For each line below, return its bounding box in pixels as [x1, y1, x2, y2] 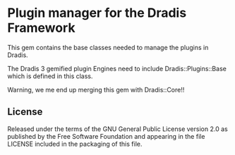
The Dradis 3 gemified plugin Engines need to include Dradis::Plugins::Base [7, 64, 227, 73]
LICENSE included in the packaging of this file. [7, 139, 143, 148]
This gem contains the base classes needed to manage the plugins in [7, 43, 209, 51]
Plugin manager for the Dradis [7, 5, 187, 21]
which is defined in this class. [7, 72, 93, 80]
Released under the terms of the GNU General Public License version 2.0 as [7, 125, 228, 133]
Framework [7, 20, 76, 36]
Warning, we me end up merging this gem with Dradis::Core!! [7, 85, 185, 94]
